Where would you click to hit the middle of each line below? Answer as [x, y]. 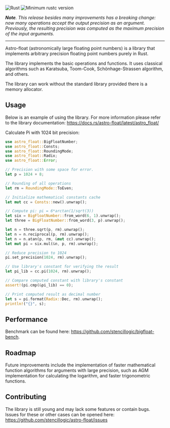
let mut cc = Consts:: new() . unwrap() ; [46, 202]
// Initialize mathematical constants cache [53, 197]
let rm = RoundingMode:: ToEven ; [39, 188]
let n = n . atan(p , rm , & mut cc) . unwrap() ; [51, 239]
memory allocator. [24, 89]
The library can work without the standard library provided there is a [76, 84]
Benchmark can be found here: [37, 331]
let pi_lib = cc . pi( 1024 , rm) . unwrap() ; [49, 271]
